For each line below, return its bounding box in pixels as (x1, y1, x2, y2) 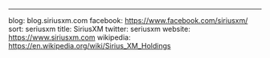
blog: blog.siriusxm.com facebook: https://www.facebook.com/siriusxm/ (8, 16, 248, 25)
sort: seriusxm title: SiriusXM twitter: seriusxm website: (8, 25, 191, 33)
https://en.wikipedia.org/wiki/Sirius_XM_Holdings (8, 41, 171, 50)
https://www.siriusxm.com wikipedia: (8, 33, 131, 42)
